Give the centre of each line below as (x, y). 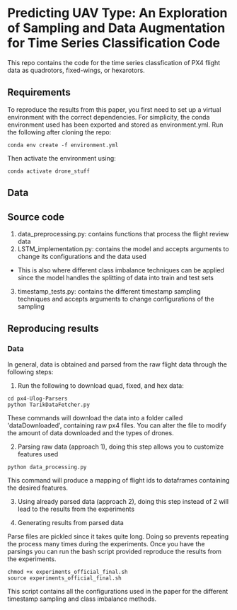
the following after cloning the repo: (59, 132)
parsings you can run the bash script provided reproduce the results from (114, 551)
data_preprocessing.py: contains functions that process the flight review (123, 234)
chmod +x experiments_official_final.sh (68, 572)
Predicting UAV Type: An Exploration (117, 13)
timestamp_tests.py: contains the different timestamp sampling (109, 291)
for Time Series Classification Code (114, 43)
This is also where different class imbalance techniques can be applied (121, 270)
